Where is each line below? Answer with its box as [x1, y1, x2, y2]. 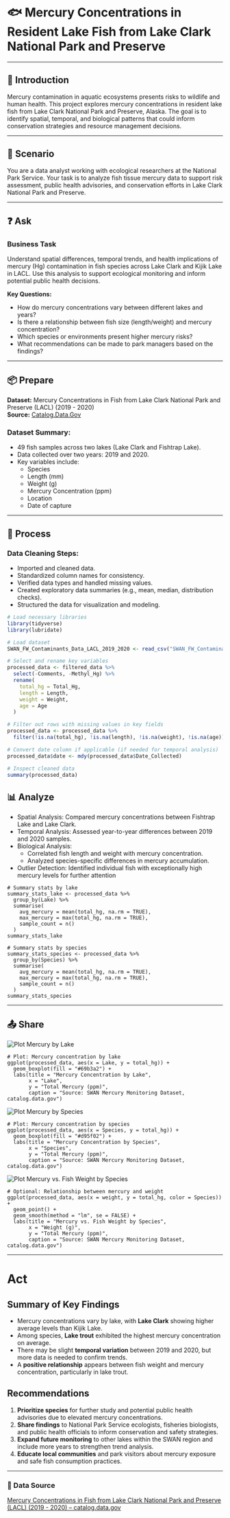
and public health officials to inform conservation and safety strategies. [16, 1427, 218, 1436]
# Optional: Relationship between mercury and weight [7, 1188, 164, 1195]
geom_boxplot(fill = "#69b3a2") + [13, 1066, 112, 1073]
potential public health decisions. [7, 277, 101, 285]
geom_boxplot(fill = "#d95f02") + [13, 1133, 112, 1140]
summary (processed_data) [7, 771, 78, 778]
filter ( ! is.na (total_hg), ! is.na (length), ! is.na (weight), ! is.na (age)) [13, 734, 225, 741]
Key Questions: [7, 290, 52, 299]
